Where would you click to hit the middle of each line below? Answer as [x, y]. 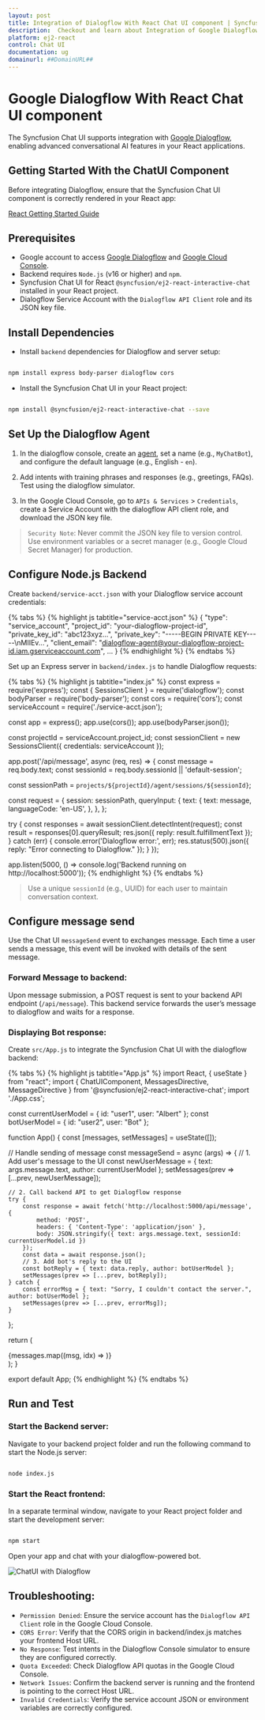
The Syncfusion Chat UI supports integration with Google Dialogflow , [120, 137]
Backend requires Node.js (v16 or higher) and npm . [101, 274]
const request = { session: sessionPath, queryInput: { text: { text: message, [130, 800]
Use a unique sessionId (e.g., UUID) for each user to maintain [127, 888]
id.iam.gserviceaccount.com [54, 651]
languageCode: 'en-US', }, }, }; [58, 808]
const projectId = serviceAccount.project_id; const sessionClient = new [124, 737]
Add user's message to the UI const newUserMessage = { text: [110, 1161]
